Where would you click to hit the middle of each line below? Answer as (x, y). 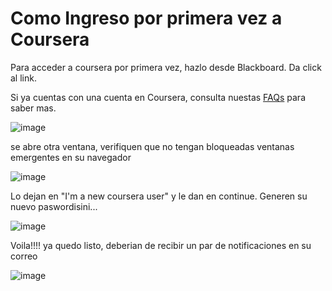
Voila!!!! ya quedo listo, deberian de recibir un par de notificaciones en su (161, 245)
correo (24, 256)
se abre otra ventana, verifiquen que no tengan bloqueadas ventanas (152, 146)
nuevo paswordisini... (54, 206)
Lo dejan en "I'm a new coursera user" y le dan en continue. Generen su (159, 196)
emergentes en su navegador (71, 157)
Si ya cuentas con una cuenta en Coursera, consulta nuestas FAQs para (158, 97)
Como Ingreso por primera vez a (146, 18)
